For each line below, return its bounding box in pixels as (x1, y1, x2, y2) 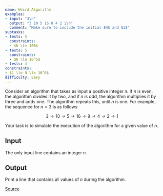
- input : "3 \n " (5, 16, 36, 21)
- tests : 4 (5, 61, 27, 66)
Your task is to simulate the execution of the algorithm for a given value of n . (5, 123, 159, 128)
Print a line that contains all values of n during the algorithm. (5, 177, 126, 182)
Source (5, 186, 20, 192)
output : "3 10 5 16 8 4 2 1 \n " (9, 20, 73, 26)
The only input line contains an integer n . (5, 149, 87, 156)
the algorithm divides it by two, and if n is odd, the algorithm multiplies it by (5, 93, 156, 99)
